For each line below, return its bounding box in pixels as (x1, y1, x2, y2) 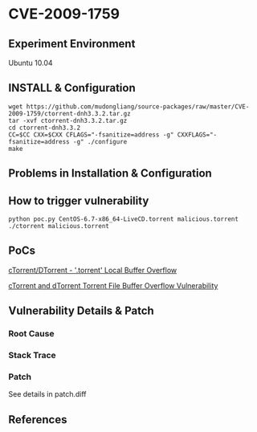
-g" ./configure (72, 137, 128, 145)
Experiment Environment (8, 37, 136, 51)
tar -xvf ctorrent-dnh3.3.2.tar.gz (8, 116, 128, 124)
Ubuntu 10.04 (8, 58, 54, 67)
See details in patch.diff (8, 389, 87, 399)
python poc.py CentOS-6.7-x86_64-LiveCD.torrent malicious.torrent (8, 215, 239, 223)
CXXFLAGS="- (177, 130, 218, 139)
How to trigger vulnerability (8, 194, 149, 207)
